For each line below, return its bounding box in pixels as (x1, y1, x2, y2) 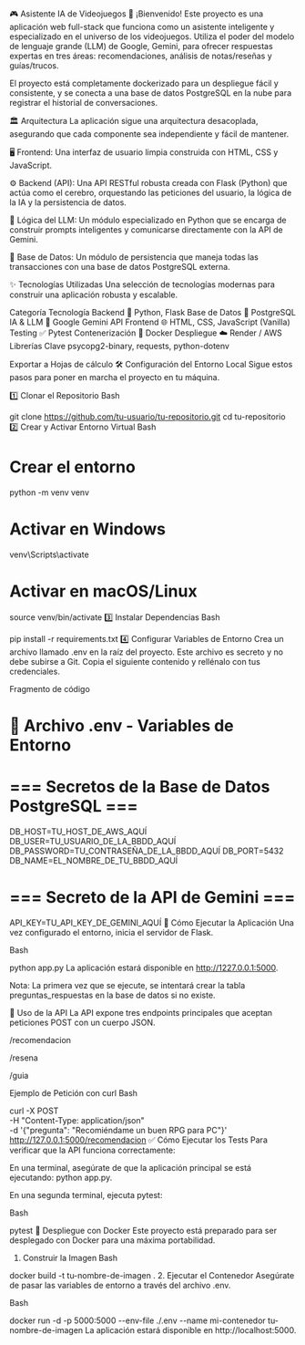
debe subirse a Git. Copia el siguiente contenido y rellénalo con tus (9, 656, 261, 667)
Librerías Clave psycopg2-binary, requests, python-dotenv (9, 341, 230, 351)
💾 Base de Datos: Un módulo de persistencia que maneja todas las (9, 252, 259, 263)
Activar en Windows (9, 519, 167, 540)
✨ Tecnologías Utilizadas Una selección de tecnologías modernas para (9, 279, 276, 290)
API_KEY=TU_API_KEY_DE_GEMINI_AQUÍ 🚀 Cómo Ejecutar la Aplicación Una (9, 916, 294, 928)
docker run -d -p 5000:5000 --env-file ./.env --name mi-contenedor (9, 1315, 266, 1326)
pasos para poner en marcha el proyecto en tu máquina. (9, 372, 220, 382)
